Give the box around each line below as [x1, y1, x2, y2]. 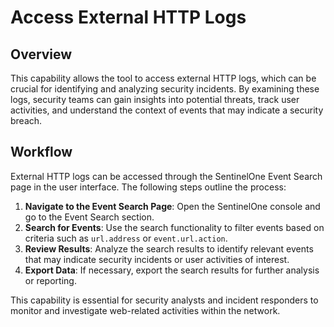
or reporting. [24, 274, 77, 286]
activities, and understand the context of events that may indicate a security [10, 104, 324, 116]
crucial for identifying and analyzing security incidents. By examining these [10, 83, 320, 95]
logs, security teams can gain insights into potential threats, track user [10, 94, 300, 105]
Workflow [10, 144, 73, 161]
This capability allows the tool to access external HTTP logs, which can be [10, 72, 317, 84]
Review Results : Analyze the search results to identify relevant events [24, 242, 314, 255]
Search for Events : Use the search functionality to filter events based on [24, 221, 325, 233]
